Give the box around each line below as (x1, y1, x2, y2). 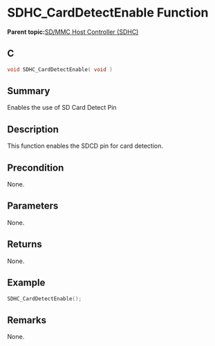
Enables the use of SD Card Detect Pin (7, 104, 117, 112)
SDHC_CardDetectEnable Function (7, 5, 209, 21)
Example (7, 277, 46, 289)
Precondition (7, 162, 64, 173)
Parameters (7, 200, 59, 212)
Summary (7, 85, 50, 97)
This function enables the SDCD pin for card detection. (7, 142, 164, 150)
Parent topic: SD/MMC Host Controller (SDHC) (7, 28, 139, 36)
